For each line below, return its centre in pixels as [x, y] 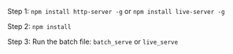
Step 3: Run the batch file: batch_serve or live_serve [93, 41]
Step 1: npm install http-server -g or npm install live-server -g [116, 11]
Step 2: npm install [39, 26]
